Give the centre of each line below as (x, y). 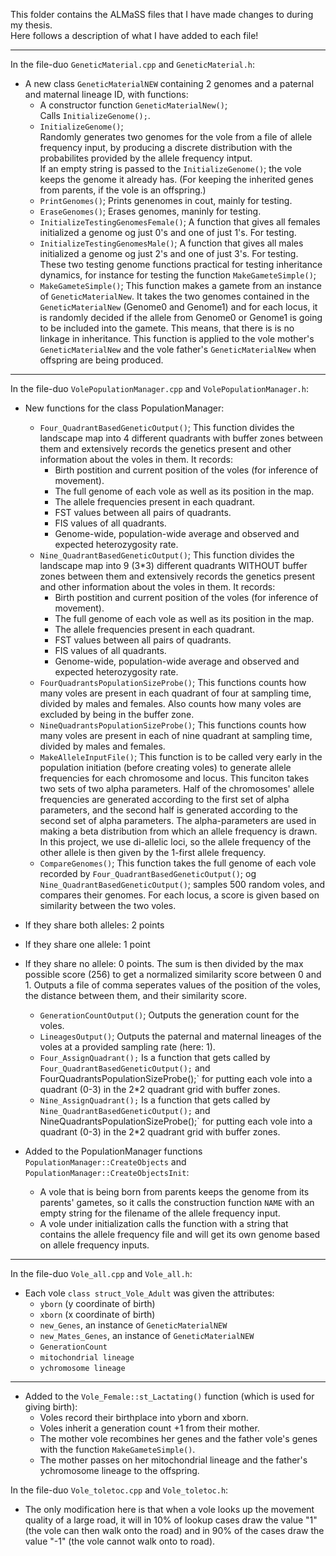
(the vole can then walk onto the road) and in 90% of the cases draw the (174, 1530)
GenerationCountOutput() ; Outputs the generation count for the (169, 1015)
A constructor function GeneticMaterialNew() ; (133, 105)
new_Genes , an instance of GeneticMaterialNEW (133, 1325)
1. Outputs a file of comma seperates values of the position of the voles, (173, 985)
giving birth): (51, 1407)
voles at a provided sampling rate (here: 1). (127, 1047)
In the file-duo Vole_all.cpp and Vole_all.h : (101, 1273)
